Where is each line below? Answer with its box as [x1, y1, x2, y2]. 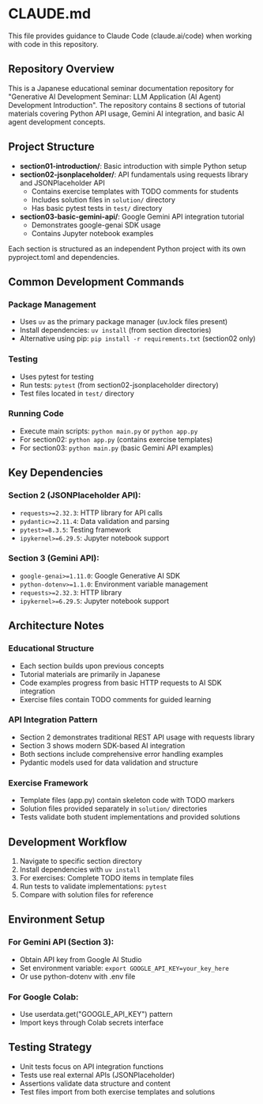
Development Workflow [8, 835, 128, 849]
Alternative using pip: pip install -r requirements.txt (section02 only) [19, 334, 256, 343]
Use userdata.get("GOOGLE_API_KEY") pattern [19, 1009, 174, 1018]
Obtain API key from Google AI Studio [19, 954, 142, 964]
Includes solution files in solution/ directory [31, 195, 176, 204]
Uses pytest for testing [19, 372, 95, 381]
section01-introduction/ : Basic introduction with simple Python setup [19, 161, 247, 170]
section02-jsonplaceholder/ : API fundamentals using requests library [19, 170, 249, 179]
